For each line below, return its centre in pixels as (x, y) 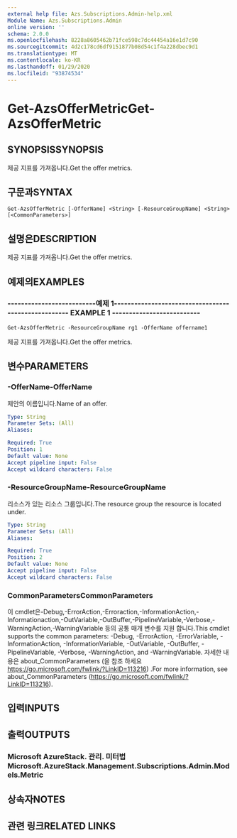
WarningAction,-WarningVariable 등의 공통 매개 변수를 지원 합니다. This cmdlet (118, 628)
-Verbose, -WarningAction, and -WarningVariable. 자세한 (140, 652)
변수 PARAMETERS (48, 366)
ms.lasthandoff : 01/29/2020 (49, 67)
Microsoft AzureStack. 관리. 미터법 (67, 756)
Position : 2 (25, 557)
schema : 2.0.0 (28, 34)
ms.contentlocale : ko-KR (44, 60)
